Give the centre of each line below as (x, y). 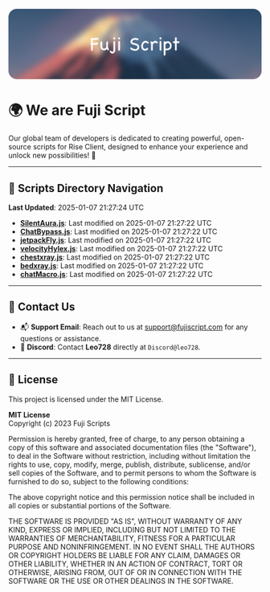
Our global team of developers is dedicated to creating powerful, (115, 138)
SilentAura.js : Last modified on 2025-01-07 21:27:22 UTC (116, 223)
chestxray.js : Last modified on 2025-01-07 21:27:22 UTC (115, 257)
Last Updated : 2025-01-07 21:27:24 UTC (76, 208)
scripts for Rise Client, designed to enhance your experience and (141, 147)
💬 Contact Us (42, 307)
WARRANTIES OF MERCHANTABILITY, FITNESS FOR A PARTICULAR (122, 538)
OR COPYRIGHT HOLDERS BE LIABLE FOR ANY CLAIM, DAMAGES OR (125, 555)
